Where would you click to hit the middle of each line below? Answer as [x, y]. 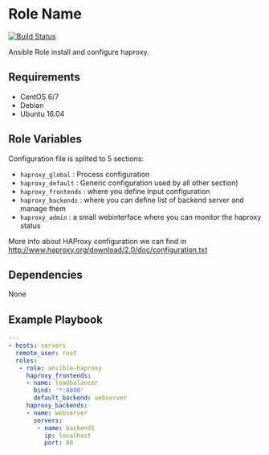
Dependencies [45, 275]
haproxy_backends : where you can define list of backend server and [132, 200]
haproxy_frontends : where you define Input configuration [115, 191]
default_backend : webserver [80, 398]
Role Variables [45, 139]
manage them [43, 208]
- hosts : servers [37, 346]
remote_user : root [47, 353]
